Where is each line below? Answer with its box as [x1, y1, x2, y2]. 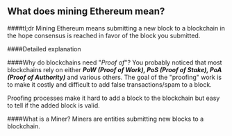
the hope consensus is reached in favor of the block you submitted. [7, 31, 201, 40]
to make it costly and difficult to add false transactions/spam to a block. [7, 80, 212, 89]
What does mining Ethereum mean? [7, 6, 165, 17]
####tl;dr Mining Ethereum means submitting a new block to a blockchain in [7, 24, 226, 32]
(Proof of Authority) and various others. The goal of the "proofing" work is [7, 73, 222, 81]
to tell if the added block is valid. [7, 101, 100, 110]
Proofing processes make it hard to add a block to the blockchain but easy [7, 94, 220, 102]
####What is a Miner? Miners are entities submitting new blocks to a [7, 114, 204, 123]
